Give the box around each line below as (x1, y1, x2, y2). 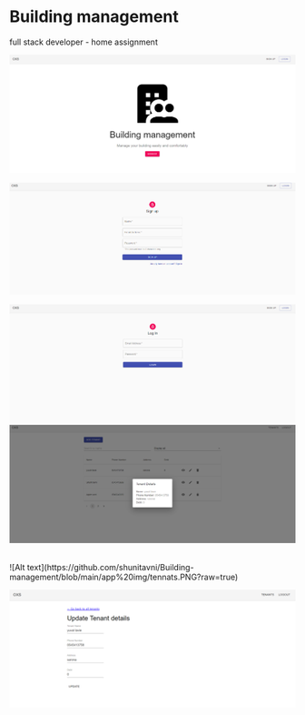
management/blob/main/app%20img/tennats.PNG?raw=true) (9, 571, 239, 583)
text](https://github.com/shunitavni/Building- (26, 562, 194, 573)
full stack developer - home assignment (9, 36, 159, 47)
